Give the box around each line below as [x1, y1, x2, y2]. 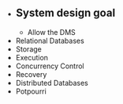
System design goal [15, 6, 116, 20]
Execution [15, 52, 49, 62]
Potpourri [15, 87, 47, 96]
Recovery [15, 69, 47, 79]
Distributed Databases [15, 78, 89, 87]
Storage [15, 44, 42, 54]
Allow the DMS [27, 27, 76, 37]
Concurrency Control [15, 61, 84, 71]
